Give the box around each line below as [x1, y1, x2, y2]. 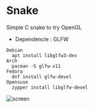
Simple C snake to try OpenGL [6, 24, 82, 31]
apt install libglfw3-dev [12, 52, 78, 58]
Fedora [6, 68, 23, 75]
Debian [6, 47, 23, 53]
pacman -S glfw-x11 [12, 63, 61, 69]
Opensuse [6, 79, 29, 85]
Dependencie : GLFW [15, 35, 69, 42]
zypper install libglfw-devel [12, 84, 88, 90]
